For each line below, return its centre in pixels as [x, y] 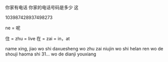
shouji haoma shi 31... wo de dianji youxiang [51, 54]
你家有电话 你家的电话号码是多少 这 [42, 7]
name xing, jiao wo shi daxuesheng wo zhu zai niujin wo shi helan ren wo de [84, 49]
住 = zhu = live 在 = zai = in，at [38, 39]
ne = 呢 [13, 28]
